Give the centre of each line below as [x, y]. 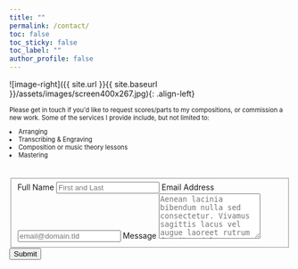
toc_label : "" [36, 51]
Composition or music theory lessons [73, 148]
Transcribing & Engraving [55, 140]
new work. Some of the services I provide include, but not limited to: [109, 118]
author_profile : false [51, 59]
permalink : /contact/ [50, 26]
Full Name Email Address [116, 187]
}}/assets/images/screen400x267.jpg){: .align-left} [102, 94]
